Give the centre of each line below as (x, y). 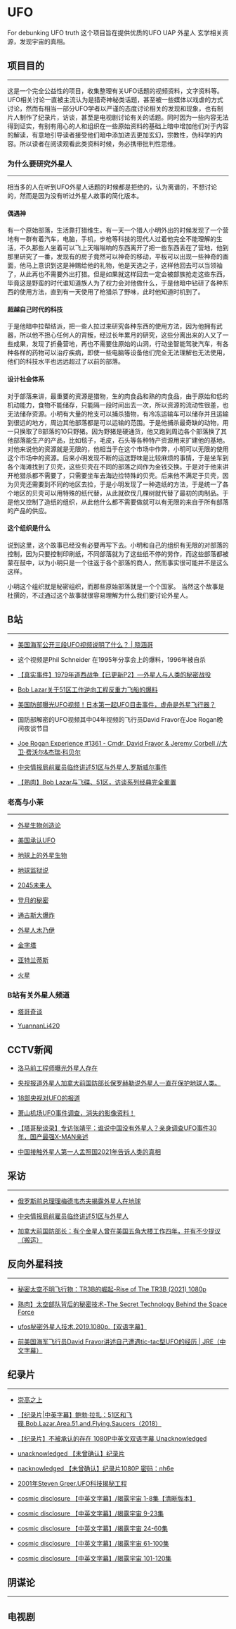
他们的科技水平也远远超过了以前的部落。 (66, 362)
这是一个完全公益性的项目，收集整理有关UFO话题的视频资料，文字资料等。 (115, 91)
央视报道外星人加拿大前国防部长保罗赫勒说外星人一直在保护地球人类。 (119, 1083)
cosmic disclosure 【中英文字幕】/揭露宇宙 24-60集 (93, 1528)
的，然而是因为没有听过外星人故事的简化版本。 (75, 196)
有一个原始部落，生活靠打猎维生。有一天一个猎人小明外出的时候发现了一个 (115, 230)
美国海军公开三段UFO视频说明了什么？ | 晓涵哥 (85, 644)
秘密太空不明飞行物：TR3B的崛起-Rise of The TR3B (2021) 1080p (112, 1289)
